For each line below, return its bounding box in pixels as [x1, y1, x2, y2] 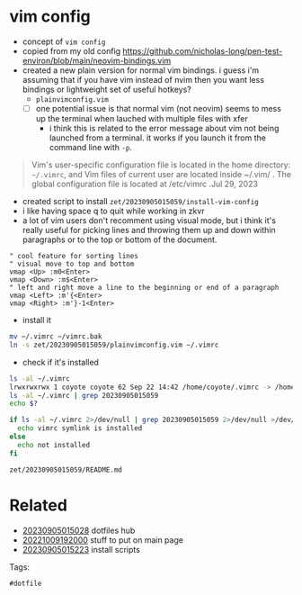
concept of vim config [22, 36, 106, 47]
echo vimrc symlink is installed [17, 424, 143, 433]
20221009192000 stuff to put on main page [22, 534, 184, 545]
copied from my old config [22, 45, 121, 56]
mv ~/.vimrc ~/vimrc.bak [9, 332, 102, 341]
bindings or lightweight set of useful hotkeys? [22, 84, 191, 95]
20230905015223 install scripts [22, 544, 141, 554]
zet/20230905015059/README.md [9, 465, 123, 474]
